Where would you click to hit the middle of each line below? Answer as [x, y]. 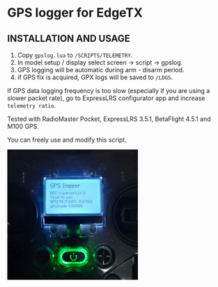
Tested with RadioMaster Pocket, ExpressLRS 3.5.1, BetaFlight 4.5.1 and [109, 119]
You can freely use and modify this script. [67, 140]
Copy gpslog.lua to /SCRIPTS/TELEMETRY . [75, 55]
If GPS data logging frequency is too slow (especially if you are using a [109, 91]
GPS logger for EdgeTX [75, 13]
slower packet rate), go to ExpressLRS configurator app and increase [106, 98]
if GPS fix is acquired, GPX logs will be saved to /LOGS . [95, 77]
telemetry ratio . [32, 105]
